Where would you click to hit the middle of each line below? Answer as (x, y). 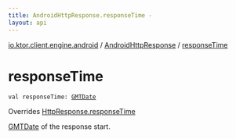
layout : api (27, 23)
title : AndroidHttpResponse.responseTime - (80, 15)
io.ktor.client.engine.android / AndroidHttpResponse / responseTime (118, 45)
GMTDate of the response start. (60, 127)
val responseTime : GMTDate (52, 97)
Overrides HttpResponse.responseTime (72, 112)
